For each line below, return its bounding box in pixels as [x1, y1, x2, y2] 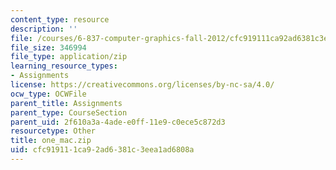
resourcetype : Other [10, 126, 97, 136]
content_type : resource [10, 14, 110, 25]
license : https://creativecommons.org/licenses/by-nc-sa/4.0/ [10, 80, 275, 90]
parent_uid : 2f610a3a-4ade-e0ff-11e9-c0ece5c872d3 [10, 117, 226, 127]
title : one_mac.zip [10, 136, 92, 146]
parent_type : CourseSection [10, 107, 128, 118]
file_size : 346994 [10, 42, 87, 53]
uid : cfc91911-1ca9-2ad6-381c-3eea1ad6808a [10, 145, 195, 155]
